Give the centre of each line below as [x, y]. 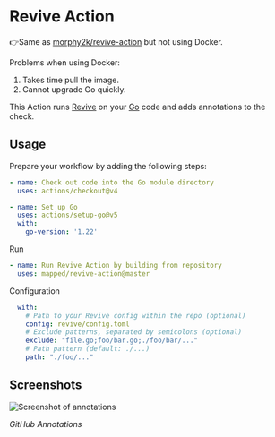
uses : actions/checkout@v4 [68, 191]
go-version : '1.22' [62, 232]
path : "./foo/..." [60, 357]
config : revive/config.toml [77, 324]
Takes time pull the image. [70, 80]
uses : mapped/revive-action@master [84, 274]
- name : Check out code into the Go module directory [112, 182]
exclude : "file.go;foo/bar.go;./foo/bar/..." [112, 341]
